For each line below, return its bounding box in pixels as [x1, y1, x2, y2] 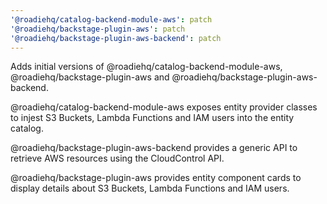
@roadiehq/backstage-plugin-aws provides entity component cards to [10, 172, 302, 184]
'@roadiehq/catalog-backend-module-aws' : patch [10, 14, 213, 25]
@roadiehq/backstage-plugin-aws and [10, 71, 170, 83]
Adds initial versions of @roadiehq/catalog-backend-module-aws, [10, 61, 283, 73]
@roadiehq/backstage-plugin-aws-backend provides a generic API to [10, 142, 298, 154]
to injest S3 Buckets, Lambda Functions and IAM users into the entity [10, 112, 295, 124]
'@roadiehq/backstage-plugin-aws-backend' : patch [10, 33, 222, 43]
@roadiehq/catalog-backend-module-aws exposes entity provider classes [10, 101, 318, 113]
